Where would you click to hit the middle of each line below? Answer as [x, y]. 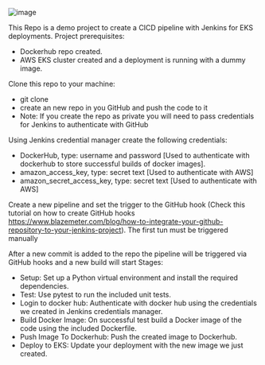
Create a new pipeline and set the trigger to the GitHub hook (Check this [127, 204]
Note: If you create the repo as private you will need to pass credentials [137, 116]
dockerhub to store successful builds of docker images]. [112, 164]
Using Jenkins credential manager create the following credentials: [118, 140]
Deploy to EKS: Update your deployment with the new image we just [132, 345]
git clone [34, 99]
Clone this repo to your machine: [62, 84]
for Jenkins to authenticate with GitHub [84, 124]
